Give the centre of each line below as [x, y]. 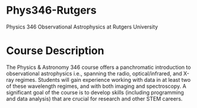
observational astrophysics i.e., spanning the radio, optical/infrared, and [94, 73]
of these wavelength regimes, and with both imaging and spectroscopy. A [96, 86]
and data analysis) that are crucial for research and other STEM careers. [94, 99]
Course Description [55, 51]
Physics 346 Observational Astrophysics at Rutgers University [82, 27]
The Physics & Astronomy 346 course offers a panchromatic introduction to [99, 67]
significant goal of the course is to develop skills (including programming [95, 92]
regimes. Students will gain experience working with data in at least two [103, 80]
